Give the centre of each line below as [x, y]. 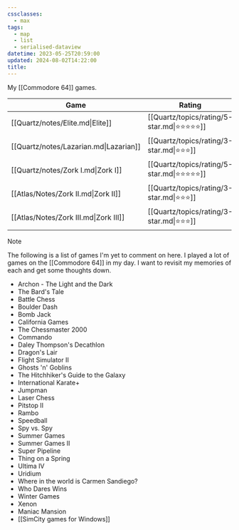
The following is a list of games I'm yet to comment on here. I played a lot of [118, 255]
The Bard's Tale [41, 291]
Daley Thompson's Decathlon [61, 345]
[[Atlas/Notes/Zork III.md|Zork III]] [68, 218]
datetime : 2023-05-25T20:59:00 [54, 54]
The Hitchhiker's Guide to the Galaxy [71, 374]
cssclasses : [25, 14]
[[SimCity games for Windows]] [64, 519]
